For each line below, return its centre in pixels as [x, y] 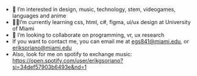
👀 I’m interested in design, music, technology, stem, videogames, [94, 9]
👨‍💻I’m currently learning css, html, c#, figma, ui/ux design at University [101, 22]
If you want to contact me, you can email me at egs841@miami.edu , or [100, 41]
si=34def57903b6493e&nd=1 [49, 67]
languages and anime [39, 16]
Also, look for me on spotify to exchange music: [72, 54]
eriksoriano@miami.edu [42, 48]
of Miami [23, 28]
